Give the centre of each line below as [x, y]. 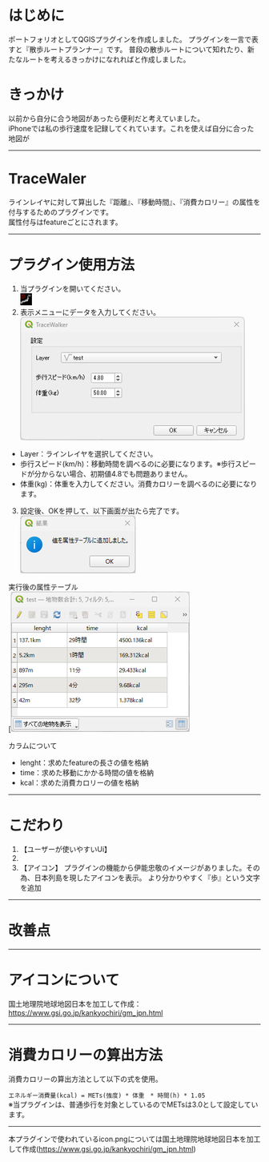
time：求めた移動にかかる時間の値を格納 [87, 772]
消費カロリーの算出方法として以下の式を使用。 [85, 1079]
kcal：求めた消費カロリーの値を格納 [79, 782]
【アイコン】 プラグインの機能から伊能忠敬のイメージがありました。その [140, 867]
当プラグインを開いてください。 [72, 288]
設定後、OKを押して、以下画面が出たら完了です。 [102, 511]
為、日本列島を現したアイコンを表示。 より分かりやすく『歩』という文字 [140, 878]
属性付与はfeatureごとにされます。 [65, 222]
